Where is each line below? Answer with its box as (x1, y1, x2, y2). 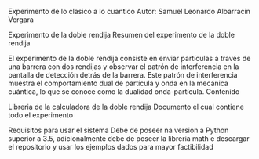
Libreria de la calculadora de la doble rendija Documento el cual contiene (8, 102, 245, 111)
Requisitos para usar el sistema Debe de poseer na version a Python (8, 125, 229, 135)
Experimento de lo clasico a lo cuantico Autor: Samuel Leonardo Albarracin (8, 7, 251, 16)
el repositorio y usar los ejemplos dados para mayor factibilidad (8, 143, 213, 151)
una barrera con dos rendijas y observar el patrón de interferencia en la (8, 62, 239, 71)
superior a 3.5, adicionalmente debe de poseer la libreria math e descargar (8, 134, 250, 143)
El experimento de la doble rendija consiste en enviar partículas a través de (8, 54, 251, 63)
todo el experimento (8, 110, 73, 120)
